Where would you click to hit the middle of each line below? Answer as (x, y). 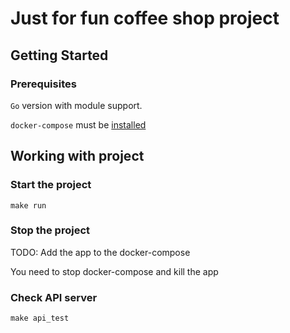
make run (28, 205)
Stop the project (50, 230)
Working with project (77, 156)
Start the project (51, 185)
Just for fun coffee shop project (145, 18)
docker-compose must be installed (78, 124)
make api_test (40, 318)
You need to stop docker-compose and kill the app (114, 271)
